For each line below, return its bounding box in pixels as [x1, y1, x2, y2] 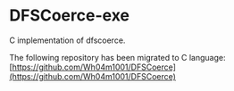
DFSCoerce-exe [9, 5, 130, 26]
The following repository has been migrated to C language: [9, 52, 226, 62]
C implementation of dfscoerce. [9, 35, 126, 45]
